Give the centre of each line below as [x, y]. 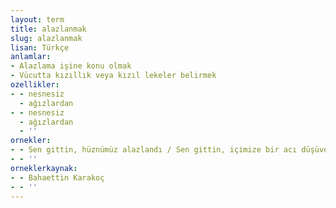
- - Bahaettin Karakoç [57, 177]
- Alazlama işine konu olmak [71, 66]
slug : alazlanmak [46, 38]
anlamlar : [31, 57]
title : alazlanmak [48, 29]
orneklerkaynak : [44, 168]
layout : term [37, 19]
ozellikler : [35, 85]
